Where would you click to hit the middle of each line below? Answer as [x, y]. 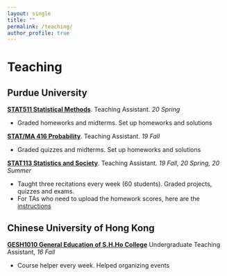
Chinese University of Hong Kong [81, 228]
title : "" [22, 20]
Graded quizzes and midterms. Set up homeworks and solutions [109, 150]
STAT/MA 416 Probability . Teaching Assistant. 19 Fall [84, 137]
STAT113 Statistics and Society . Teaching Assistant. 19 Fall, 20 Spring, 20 [113, 163]
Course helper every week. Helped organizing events [93, 266]
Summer [19, 171]
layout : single [29, 14]
